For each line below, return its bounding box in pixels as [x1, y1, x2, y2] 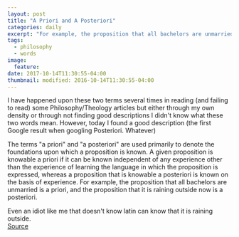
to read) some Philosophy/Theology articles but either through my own [7, 104, 215, 112]
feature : [14, 63, 40, 70]
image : [7, 57, 27, 64]
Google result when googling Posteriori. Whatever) [7, 126, 156, 135]
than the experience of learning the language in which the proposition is [7, 163, 218, 172]
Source [7, 222, 28, 231]
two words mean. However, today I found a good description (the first [7, 119, 211, 127]
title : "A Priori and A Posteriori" [7, 17, 116, 24]
